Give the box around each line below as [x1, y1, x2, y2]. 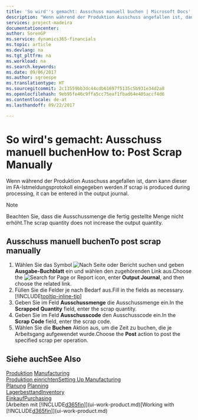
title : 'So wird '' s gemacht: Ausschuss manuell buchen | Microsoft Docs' [6, 8, 192, 15]
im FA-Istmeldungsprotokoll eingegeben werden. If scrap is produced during [6, 184, 190, 191]
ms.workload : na [6, 58, 46, 64]
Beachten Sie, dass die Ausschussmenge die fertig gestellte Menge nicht [6, 213, 184, 220]
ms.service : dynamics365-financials [6, 36, 96, 42]
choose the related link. [14, 280, 72, 287]
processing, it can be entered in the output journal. [6, 190, 129, 197]
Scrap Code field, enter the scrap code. [14, 318, 112, 325]
